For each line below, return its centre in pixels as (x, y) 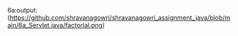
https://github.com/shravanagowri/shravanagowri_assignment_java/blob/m (120, 18)
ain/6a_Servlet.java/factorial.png (55, 25)
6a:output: (22, 10)
